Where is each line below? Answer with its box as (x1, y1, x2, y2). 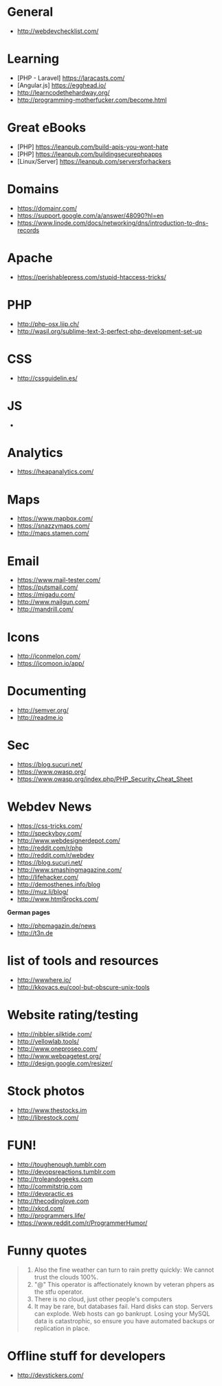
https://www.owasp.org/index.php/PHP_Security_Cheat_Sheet (16, 775, 193, 783)
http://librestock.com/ (16, 1113, 79, 1122)
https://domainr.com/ (16, 204, 78, 212)
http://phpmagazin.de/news (16, 921, 96, 930)
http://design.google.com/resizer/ (16, 1059, 113, 1067)
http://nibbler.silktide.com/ (16, 1030, 93, 1038)
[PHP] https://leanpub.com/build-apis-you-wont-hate (16, 142, 168, 151)
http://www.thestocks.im (16, 1106, 87, 1114)
